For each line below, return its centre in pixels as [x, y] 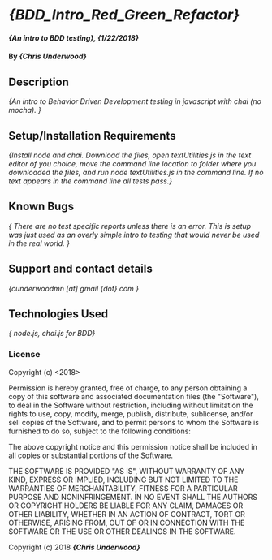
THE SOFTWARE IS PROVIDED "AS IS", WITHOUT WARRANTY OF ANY [127, 471]
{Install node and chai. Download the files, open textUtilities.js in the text [130, 155]
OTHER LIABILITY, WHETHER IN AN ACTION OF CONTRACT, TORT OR [127, 514]
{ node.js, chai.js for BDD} [52, 334]
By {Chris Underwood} [47, 56]
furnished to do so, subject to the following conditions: [99, 431]
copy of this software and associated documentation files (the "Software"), [134, 396]
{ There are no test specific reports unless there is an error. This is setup [130, 226]
